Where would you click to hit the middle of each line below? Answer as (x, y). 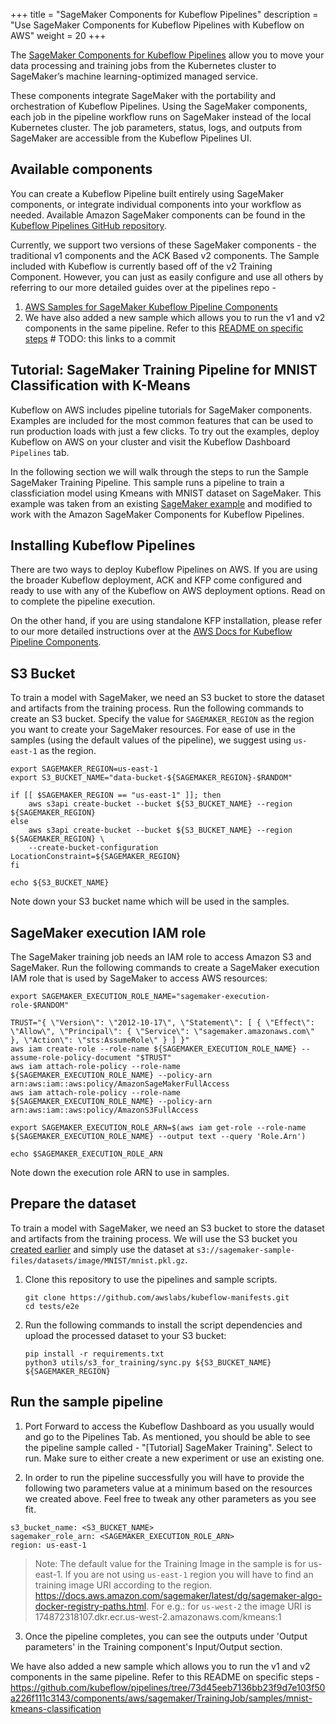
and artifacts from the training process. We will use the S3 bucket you (154, 1238)
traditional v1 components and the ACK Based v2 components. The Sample (165, 255)
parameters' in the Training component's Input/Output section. (153, 1646)
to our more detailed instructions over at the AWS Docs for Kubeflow (151, 631)
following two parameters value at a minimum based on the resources (168, 1488)
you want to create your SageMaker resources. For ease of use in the (153, 730)
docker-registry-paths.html (90, 1606)
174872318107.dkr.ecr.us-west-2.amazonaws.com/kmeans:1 (158, 1616)
